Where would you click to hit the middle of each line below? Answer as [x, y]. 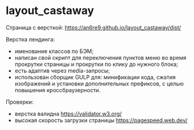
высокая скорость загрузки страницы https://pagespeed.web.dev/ [101, 120]
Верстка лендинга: [30, 39]
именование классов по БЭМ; [54, 51]
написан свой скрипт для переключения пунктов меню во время [100, 57]
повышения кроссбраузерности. [57, 90]
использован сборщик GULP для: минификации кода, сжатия [95, 77]
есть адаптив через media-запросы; [62, 70]
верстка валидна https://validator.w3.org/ [68, 114]
